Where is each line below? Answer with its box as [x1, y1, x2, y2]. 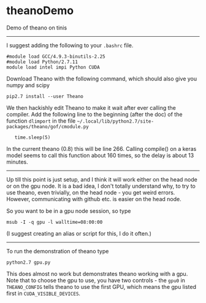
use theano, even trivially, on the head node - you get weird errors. [6, 188, 175, 196]
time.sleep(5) [14, 134, 51, 140]
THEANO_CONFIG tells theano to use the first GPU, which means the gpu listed [6, 283, 196, 290]
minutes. [6, 158, 29, 166]
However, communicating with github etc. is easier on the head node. [6, 195, 182, 202]
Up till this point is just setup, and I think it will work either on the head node [6, 175, 197, 183]
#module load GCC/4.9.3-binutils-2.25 [6, 53, 105, 59]
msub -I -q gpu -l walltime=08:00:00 [6, 219, 103, 225]
